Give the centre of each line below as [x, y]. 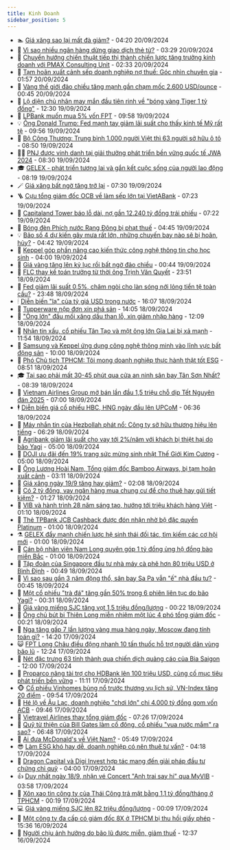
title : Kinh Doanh [33, 13]
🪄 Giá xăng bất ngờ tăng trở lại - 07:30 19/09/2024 [90, 185]
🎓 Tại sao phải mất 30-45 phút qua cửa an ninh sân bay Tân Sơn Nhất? [118, 375]
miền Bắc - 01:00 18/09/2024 [59, 556]
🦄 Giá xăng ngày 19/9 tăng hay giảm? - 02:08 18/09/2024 [98, 483]
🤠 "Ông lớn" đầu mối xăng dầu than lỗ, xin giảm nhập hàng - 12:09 [111, 316]
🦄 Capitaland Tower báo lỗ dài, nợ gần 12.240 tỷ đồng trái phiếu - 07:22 [118, 213]
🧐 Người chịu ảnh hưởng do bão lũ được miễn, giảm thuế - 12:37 [107, 833]
